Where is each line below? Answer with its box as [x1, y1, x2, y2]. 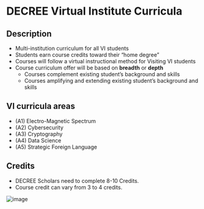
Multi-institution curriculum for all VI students [15, 44, 129, 52]
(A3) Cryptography [15, 130, 63, 138]
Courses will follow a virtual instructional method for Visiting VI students [15, 58, 196, 65]
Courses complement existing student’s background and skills [24, 71, 180, 77]
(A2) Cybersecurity [15, 124, 64, 131]
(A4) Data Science [15, 136, 62, 144]
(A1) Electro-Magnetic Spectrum [15, 117, 96, 124]
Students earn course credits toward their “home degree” [15, 51, 160, 58]
